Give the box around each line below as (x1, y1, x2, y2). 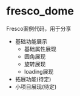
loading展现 (24, 68, 54, 75)
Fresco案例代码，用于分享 (6, 25, 72, 32)
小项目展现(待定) (15, 83, 57, 90)
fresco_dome (6, 4, 75, 18)
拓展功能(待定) (15, 75, 52, 83)
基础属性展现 (24, 45, 56, 53)
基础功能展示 (15, 37, 47, 45)
